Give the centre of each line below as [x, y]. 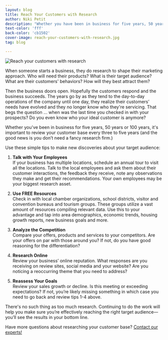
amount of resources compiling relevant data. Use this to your [76, 209]
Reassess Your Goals [35, 281]
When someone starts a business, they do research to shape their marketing [84, 70]
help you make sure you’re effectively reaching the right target [69, 312]
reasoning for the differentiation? [46, 245]
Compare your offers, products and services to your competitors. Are [84, 235]
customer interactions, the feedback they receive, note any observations [87, 173]
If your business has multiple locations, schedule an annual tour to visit [85, 162]
